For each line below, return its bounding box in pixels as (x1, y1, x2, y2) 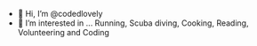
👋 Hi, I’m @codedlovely (17, 9, 103, 19)
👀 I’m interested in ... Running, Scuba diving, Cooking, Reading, (17, 18, 249, 28)
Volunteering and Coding (17, 27, 109, 37)
